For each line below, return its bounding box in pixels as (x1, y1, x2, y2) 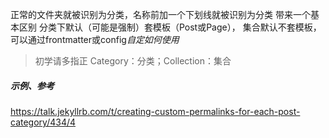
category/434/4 (10, 116, 77, 128)
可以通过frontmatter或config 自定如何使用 (10, 34, 180, 45)
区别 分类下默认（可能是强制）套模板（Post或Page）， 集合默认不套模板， (18, 21, 322, 33)
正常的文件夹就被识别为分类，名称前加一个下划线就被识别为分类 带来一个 (10, 9, 311, 20)
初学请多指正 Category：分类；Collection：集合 (34, 55, 232, 67)
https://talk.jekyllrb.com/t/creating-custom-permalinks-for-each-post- (10, 105, 301, 117)
